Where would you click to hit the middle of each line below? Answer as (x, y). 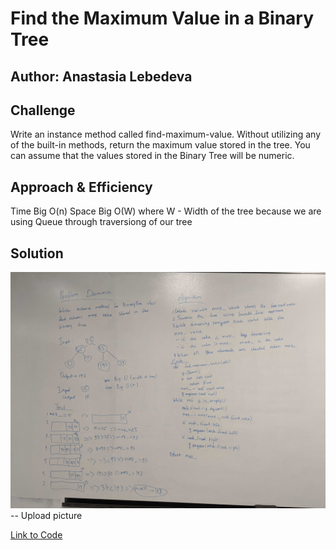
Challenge (43, 110)
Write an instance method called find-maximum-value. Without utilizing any (165, 134)
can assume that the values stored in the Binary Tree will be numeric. (152, 156)
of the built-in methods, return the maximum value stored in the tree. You (160, 145)
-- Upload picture (46, 516)
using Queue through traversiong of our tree (101, 222)
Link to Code (36, 535)
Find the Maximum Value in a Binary (162, 18)
